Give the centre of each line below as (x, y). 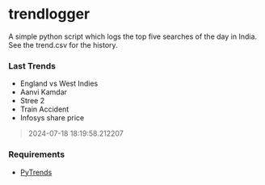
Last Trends (32, 65)
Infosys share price (52, 118)
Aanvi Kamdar (43, 92)
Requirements (37, 154)
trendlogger (49, 14)
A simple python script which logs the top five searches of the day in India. (132, 36)
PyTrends (36, 172)
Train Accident (44, 109)
